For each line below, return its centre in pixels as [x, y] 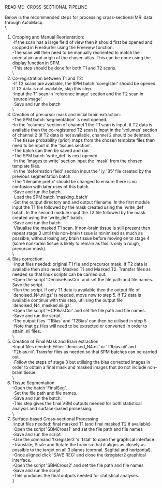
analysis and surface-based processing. [52, 408]
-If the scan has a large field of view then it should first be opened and [82, 42]
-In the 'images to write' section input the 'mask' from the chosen [77, 161]
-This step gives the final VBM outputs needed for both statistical [77, 403]
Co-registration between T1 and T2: [47, 78]
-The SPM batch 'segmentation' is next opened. [60, 119]
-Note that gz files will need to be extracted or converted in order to [80, 326]
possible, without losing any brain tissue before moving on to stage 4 [81, 238]
